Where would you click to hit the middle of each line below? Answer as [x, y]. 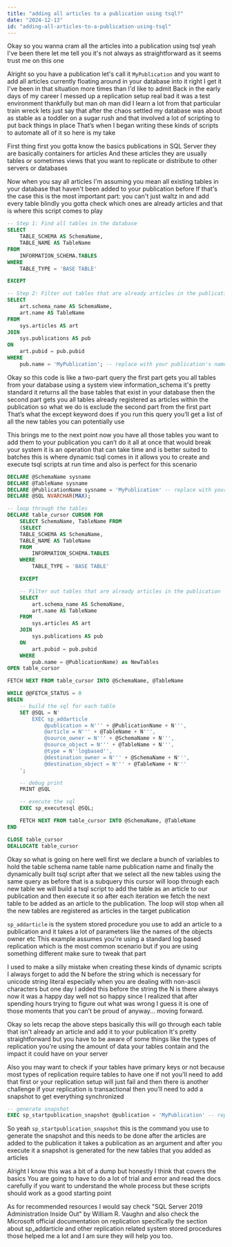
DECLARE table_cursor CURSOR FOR [55, 515]
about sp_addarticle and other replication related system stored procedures [115, 1229]
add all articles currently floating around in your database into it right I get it [115, 82]
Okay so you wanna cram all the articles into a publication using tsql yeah [112, 46]
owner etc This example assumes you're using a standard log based [104, 939]
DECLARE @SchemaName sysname [49, 477]
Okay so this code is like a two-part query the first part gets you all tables [112, 377]
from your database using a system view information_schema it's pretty [109, 385]
